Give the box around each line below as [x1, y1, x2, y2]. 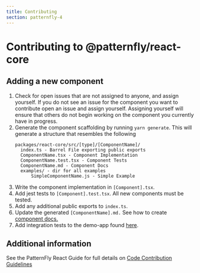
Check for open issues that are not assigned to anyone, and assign [14, 92, 179, 99]
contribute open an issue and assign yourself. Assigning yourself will [14, 105, 183, 112]
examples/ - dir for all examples [20, 167, 106, 173]
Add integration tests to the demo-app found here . [14, 221, 139, 228]
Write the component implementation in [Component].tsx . [14, 183, 155, 191]
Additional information [6, 238, 92, 249]
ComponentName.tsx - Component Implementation [20, 152, 138, 158]
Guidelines [6, 260, 33, 268]
